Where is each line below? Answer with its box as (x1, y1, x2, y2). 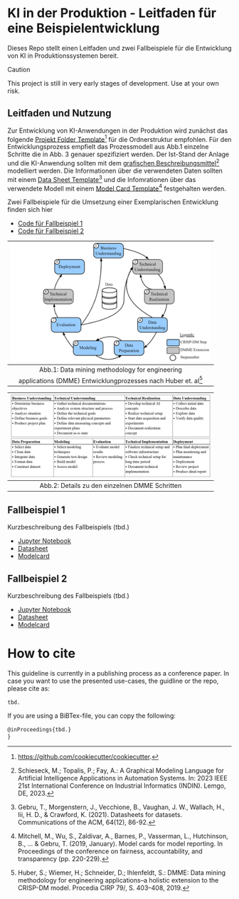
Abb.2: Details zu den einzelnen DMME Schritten (39, 482, 182, 490)
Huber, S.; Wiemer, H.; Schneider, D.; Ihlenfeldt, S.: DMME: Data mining (17, 868, 226, 877)
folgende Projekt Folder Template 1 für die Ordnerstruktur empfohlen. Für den (7, 133, 232, 143)
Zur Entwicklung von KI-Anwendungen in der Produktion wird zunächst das (7, 126, 228, 135)
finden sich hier (7, 205, 53, 214)
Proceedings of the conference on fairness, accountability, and (17, 847, 203, 855)
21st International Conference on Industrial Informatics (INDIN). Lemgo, (17, 781, 226, 790)
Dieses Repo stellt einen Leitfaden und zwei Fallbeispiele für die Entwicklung (7, 44, 233, 52)
